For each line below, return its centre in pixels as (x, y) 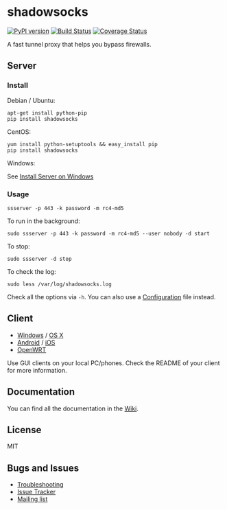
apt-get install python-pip (47, 113)
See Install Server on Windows (50, 176)
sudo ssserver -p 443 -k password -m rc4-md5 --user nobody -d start (109, 233)
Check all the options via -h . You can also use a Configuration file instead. (111, 297)
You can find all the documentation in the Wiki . (73, 408)
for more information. (37, 370)
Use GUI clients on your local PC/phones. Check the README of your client (114, 363)
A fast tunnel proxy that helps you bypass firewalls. (80, 44)
